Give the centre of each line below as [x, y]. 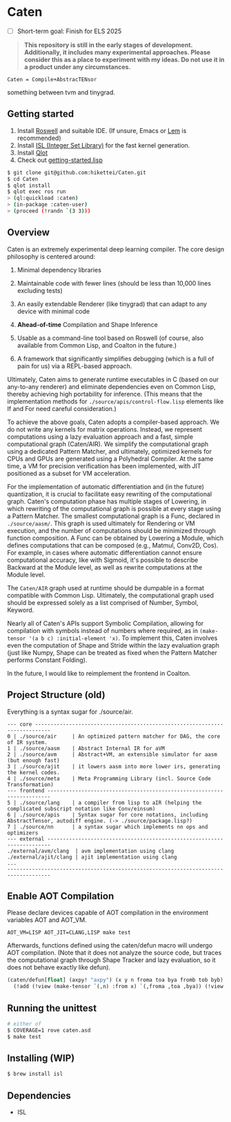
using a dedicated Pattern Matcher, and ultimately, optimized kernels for [110, 451]
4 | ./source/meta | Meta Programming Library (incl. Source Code [109, 779]
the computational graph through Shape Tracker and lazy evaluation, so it [111, 960]
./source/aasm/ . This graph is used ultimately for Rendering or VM [101, 523]
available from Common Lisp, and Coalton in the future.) [97, 345]
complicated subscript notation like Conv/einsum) [81, 809]
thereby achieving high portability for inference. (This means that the [105, 394]
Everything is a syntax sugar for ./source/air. [70, 712]
